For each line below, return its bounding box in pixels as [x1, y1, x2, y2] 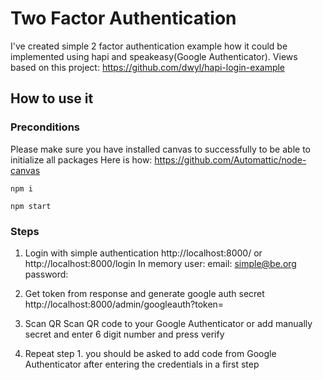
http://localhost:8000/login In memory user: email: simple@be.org [24, 257, 297, 269]
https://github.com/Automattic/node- [154, 153, 307, 166]
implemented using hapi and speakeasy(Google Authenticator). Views [10, 50, 298, 62]
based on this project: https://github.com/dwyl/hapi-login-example [10, 61, 286, 73]
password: [24, 268, 69, 280]
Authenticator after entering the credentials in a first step [24, 358, 260, 370]
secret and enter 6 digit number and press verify [24, 328, 225, 340]
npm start [10, 201, 52, 211]
